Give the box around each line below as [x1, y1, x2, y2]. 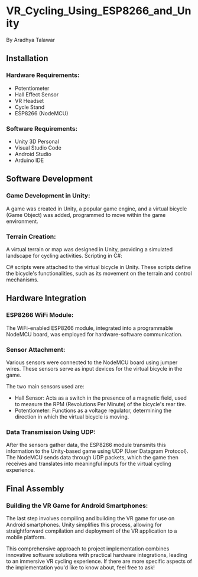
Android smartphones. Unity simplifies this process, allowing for [6, 521, 163, 528]
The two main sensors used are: [6, 382, 85, 390]
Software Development [6, 174, 93, 184]
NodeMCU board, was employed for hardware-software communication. [6, 330, 183, 338]
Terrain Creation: [6, 232, 56, 241]
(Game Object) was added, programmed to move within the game [6, 211, 166, 218]
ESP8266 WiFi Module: [6, 311, 74, 319]
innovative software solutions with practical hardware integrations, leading [6, 551, 187, 558]
